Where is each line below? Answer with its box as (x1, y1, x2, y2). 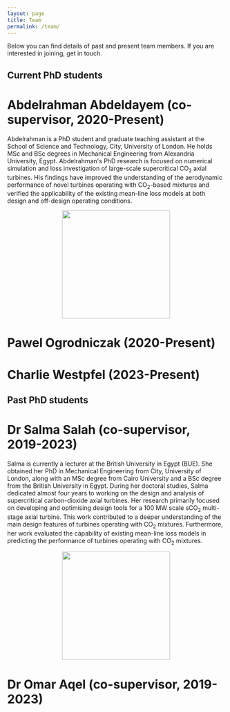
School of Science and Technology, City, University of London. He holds (7, 142, 213, 150)
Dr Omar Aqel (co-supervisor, (7, 676, 181, 692)
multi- (202, 504, 220, 512)
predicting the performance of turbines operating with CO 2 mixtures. (7, 536, 203, 547)
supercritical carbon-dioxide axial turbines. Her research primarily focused (7, 496, 220, 504)
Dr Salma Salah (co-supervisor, (7, 422, 191, 438)
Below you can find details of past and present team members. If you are (7, 42, 215, 51)
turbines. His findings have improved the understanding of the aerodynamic (7, 173, 223, 181)
